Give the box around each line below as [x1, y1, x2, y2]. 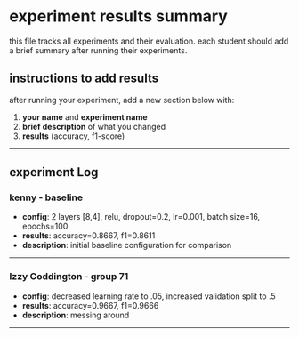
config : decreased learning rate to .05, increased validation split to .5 [21, 291, 276, 301]
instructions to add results [9, 71, 158, 86]
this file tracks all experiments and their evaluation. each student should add [9, 36, 289, 46]
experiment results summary [9, 6, 229, 27]
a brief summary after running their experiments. [9, 44, 188, 55]
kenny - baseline [9, 191, 83, 204]
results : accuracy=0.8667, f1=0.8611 [21, 230, 156, 241]
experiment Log [9, 164, 99, 180]
